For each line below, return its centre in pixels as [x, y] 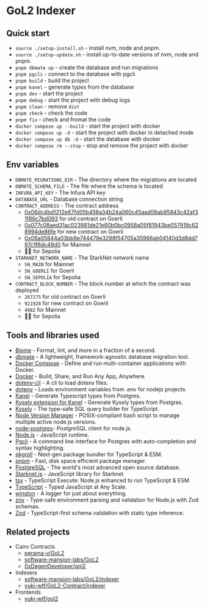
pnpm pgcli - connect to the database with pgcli [75, 74]
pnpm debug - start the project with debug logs [73, 100]
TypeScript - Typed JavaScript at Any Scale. [71, 487]
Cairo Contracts [35, 547]
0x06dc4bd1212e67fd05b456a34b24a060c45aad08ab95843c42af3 [111, 212]
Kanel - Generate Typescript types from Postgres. [78, 396]
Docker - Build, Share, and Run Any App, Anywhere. [81, 376]
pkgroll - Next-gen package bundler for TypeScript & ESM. [89, 454]
